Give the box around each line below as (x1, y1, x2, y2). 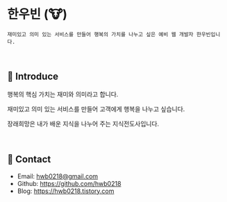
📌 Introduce (7, 71, 59, 83)
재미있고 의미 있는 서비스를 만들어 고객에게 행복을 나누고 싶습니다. (7, 105, 185, 113)
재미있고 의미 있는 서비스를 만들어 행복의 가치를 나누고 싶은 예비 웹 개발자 (7, 31, 194, 38)
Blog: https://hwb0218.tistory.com (17, 187, 115, 195)
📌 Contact (7, 153, 51, 165)
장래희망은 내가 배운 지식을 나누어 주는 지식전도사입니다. (7, 119, 160, 128)
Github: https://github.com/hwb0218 (17, 179, 121, 187)
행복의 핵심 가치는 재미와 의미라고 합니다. (7, 90, 119, 98)
